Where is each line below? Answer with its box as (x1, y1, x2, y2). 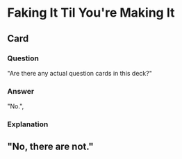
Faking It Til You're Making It (7, 5, 175, 21)
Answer (7, 86, 35, 96)
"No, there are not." (7, 141, 94, 153)
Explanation (7, 119, 49, 129)
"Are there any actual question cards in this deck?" (7, 69, 153, 77)
